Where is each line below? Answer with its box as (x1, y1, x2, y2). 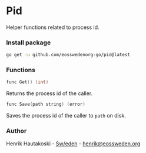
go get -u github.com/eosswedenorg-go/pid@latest (6, 52, 131, 58)
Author (6, 127, 27, 135)
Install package (6, 38, 51, 47)
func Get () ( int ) (6, 79, 49, 85)
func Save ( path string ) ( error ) (6, 102, 85, 108)
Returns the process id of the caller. (6, 90, 93, 97)
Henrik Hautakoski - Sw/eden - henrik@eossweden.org (6, 140, 141, 147)
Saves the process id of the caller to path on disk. (6, 112, 127, 119)
